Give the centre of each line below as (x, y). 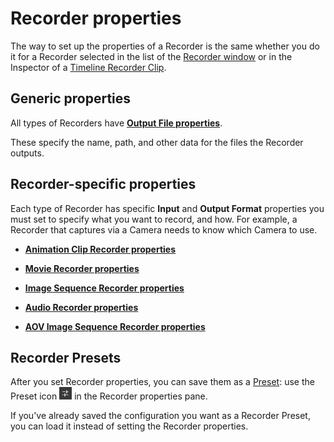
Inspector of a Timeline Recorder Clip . (88, 67)
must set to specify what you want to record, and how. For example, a (154, 219)
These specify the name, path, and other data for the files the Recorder (157, 142)
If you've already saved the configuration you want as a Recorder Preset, (160, 416)
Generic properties (71, 98)
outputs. (27, 153)
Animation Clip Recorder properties (100, 249)
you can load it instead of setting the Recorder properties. (129, 426)
